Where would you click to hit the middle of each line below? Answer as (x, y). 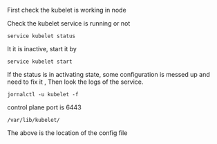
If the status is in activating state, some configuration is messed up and (109, 74)
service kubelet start (40, 62)
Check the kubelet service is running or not (69, 23)
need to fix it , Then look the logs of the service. (75, 82)
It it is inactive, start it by (42, 49)
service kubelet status (41, 36)
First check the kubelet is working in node (67, 10)
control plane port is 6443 (44, 107)
